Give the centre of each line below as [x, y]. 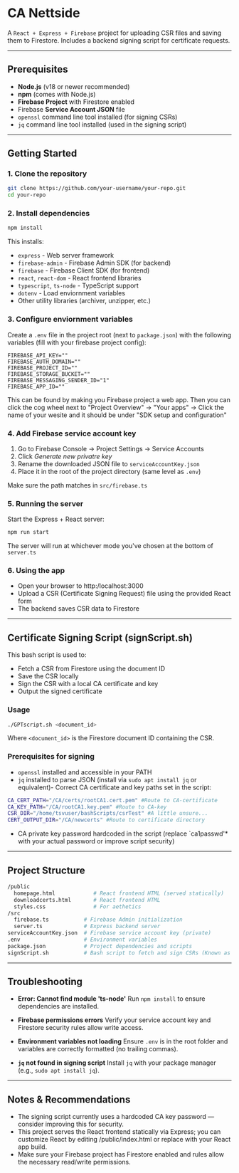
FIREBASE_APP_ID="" [36, 386]
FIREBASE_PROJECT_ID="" [43, 368]
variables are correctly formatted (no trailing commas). [98, 1049]
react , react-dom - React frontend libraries [79, 278]
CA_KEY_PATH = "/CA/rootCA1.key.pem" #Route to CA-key [87, 807]
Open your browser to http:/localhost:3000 [80, 586]
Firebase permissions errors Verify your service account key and [114, 1020]
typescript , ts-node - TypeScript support [78, 285]
